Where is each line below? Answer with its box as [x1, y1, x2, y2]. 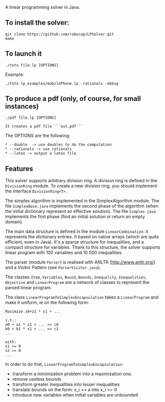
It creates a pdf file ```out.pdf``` [5, 124, 83, 129]
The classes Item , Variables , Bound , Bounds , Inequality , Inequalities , [5, 274, 147, 280]
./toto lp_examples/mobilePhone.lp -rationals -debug [5, 81, 119, 86]
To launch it [5, 50, 42, 58]
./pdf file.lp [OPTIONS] [5, 115, 56, 121]
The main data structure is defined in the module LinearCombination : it [5, 228, 149, 235]
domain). [5, 219, 23, 225]
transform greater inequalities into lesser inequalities [12, 382, 120, 388]
